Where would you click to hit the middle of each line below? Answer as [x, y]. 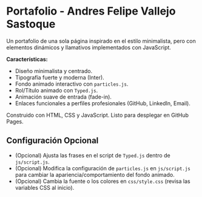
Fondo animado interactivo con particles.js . [72, 84]
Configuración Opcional [52, 141]
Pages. [15, 121]
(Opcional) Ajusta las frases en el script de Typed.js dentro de [93, 155]
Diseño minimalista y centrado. [54, 71]
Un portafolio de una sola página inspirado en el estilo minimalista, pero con [101, 41]
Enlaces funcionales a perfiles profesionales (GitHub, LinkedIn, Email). [103, 103]
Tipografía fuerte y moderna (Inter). [59, 77]
